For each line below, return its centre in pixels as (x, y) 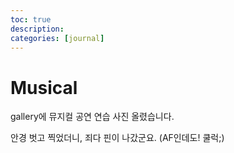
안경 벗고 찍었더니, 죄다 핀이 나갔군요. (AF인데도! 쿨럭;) (117, 138)
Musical (44, 87)
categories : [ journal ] (57, 38)
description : (37, 29)
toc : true (31, 19)
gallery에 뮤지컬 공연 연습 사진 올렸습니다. (92, 117)
